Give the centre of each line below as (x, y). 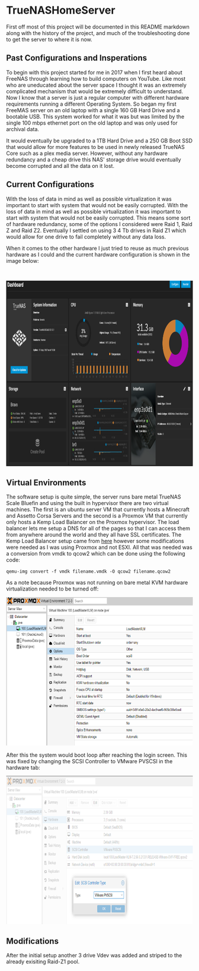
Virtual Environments (46, 482)
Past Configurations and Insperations (77, 58)
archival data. (23, 129)
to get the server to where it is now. (49, 39)
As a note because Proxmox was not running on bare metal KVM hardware (97, 583)
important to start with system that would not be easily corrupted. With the (97, 205)
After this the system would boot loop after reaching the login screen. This (97, 755)
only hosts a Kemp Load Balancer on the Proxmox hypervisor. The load (93, 522)
